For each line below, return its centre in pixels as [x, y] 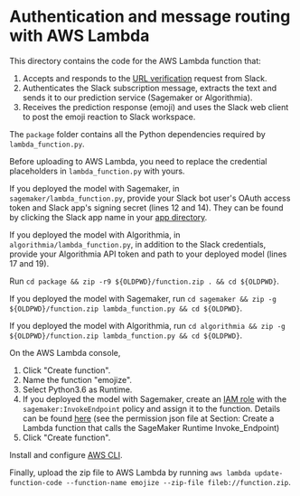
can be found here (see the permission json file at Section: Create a [148, 418]
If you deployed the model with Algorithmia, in [95, 234]
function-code [36, 482]
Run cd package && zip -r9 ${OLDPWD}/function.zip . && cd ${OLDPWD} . [145, 281]
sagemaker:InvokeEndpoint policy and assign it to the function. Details [151, 408]
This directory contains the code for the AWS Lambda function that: [136, 61]
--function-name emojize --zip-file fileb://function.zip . [179, 482]
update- [269, 473]
